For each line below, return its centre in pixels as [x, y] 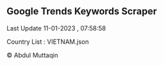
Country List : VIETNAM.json [48, 42]
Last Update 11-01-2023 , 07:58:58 [56, 28]
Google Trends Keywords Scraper [82, 11]
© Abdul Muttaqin [33, 55]
